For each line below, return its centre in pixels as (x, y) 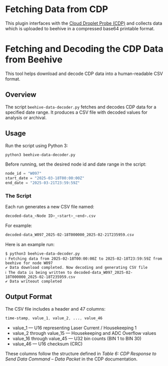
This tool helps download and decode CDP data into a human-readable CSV (84, 74)
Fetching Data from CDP (57, 9)
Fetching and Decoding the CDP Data (84, 49)
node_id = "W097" (23, 174)
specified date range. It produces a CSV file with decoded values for (76, 112)
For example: (19, 226)
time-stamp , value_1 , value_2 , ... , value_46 (54, 318)
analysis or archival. (26, 117)
